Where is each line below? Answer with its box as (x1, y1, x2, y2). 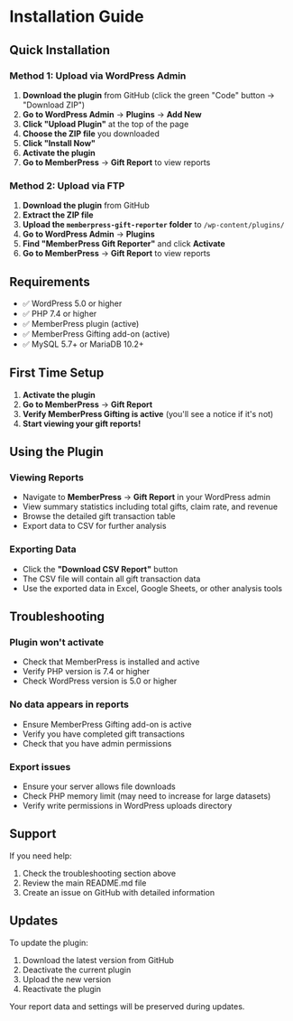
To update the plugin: (9, 937, 88, 948)
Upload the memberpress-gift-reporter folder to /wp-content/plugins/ (22, 219, 285, 230)
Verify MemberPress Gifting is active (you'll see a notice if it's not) (22, 408, 274, 419)
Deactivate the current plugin (22, 964, 132, 975)
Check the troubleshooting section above (22, 868, 177, 878)
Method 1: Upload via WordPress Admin (9, 70, 187, 82)
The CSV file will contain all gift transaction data (22, 573, 201, 584)
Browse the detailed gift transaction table (22, 511, 176, 522)
